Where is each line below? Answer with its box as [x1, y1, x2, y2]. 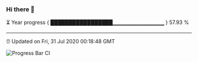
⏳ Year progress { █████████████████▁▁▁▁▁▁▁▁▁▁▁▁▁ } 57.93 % [6, 19, 190, 26]
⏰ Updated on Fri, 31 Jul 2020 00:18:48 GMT [6, 38, 115, 45]
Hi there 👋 [6, 5, 35, 13]
